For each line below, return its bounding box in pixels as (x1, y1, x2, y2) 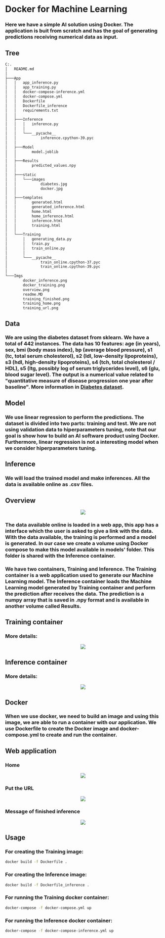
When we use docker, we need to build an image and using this (5, 713, 159, 720)
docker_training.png (23, 282, 65, 287)
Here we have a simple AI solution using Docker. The (5, 21, 133, 28)
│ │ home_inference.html (5, 214, 74, 219)
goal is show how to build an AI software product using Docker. (5, 432, 160, 439)
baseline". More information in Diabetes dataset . (5, 383, 124, 390)
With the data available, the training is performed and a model (5, 533, 157, 540)
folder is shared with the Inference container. (5, 552, 116, 559)
